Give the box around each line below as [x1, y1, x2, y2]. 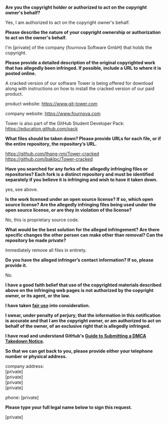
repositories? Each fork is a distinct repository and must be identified [5, 172, 154, 177]
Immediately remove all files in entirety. [5, 247, 87, 253]
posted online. [5, 70, 36, 76]
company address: [5, 363, 45, 369]
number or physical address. [5, 354, 67, 359]
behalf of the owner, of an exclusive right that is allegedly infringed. [5, 323, 151, 329]
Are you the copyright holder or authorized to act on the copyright [5, 5, 147, 10]
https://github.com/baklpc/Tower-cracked [5, 156, 93, 162]
